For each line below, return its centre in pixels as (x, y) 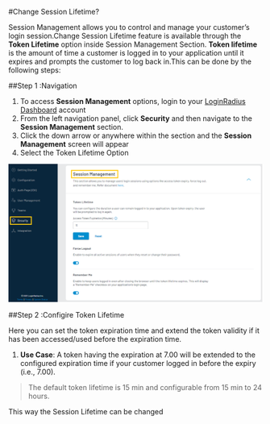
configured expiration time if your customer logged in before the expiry (138, 364)
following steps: (35, 70)
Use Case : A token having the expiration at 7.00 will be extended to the (138, 355)
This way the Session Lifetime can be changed (86, 412)
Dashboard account (53, 110)
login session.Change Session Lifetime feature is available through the (125, 36)
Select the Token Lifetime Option (74, 153)
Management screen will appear (74, 144)
